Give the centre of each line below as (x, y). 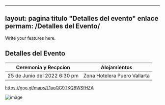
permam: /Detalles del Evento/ (53, 26)
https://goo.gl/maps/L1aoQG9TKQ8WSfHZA (50, 88)
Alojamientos (116, 67)
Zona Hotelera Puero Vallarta (116, 76)
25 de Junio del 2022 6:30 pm (43, 76)
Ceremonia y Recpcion (43, 67)
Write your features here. (30, 38)
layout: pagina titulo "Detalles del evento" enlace (82, 18)
